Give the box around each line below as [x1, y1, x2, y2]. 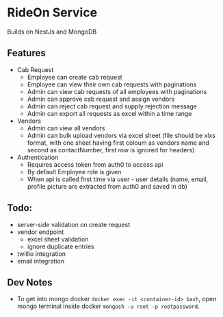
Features [7, 47, 46, 59]
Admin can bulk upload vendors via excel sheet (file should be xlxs [27, 131, 215, 139]
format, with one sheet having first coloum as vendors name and [27, 139, 210, 147]
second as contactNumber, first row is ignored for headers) [27, 145, 195, 154]
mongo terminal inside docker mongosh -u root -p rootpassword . [16, 302, 200, 310]
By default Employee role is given [27, 167, 122, 176]
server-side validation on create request [16, 220, 131, 228]
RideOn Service [7, 5, 98, 21]
